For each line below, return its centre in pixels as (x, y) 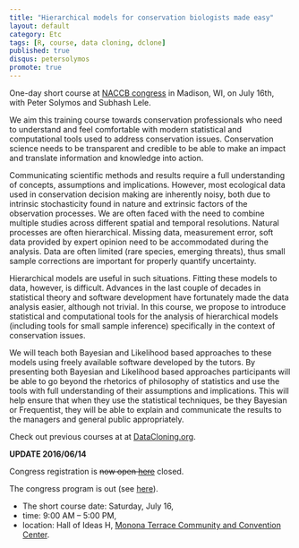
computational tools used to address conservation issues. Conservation (141, 139)
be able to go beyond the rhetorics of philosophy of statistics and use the (145, 381)
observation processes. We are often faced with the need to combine (137, 213)
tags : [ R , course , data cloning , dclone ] (88, 43)
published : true (39, 51)
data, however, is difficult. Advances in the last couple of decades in (135, 287)
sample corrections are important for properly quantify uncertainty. (133, 261)
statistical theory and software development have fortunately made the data (149, 297)
